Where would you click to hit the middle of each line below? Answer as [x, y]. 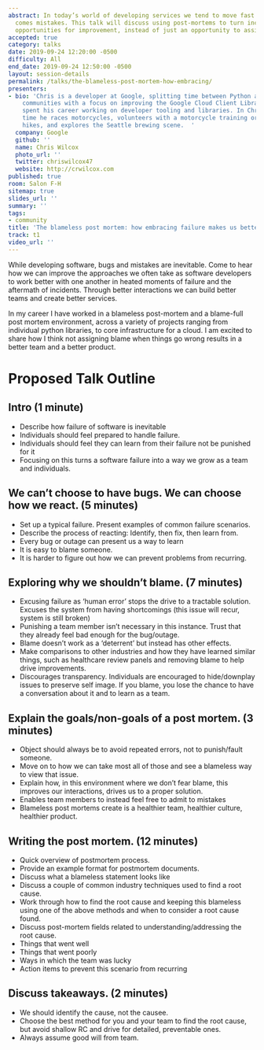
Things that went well [54, 944]
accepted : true [33, 37]
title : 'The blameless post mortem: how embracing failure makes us [123, 228]
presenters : [27, 89]
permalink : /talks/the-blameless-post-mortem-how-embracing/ [110, 81]
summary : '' [27, 205]
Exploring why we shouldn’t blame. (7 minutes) [126, 582]
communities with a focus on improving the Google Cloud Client [130, 103]
